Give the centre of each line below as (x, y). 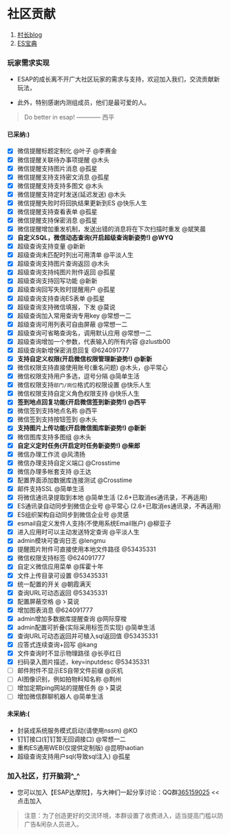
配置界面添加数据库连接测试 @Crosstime (75, 480)
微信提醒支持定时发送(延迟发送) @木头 (71, 194)
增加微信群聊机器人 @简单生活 (60, 697)
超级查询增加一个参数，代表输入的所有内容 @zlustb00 (94, 341)
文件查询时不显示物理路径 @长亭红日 (69, 653)
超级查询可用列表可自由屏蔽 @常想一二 (72, 324)
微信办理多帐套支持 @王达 (54, 471)
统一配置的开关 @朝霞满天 (54, 584)
